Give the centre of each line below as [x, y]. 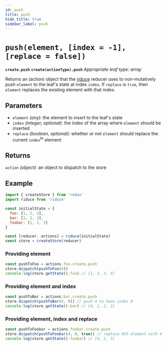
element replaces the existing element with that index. [60, 90]
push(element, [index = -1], [66, 48]
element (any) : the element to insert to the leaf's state [67, 118]
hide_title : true [23, 19]
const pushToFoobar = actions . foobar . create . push [58, 329]
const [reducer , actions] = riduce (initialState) [58, 236]
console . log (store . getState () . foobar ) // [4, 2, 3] [60, 339]
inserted [21, 128]
